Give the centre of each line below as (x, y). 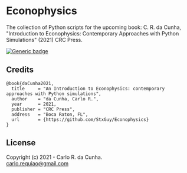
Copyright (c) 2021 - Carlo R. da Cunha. (54, 157)
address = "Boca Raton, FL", (50, 114)
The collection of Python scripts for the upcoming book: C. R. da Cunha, (94, 27)
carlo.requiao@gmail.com (37, 163)
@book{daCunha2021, (30, 83)
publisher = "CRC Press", (43, 109)
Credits (20, 70)
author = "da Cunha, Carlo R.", (55, 99)
